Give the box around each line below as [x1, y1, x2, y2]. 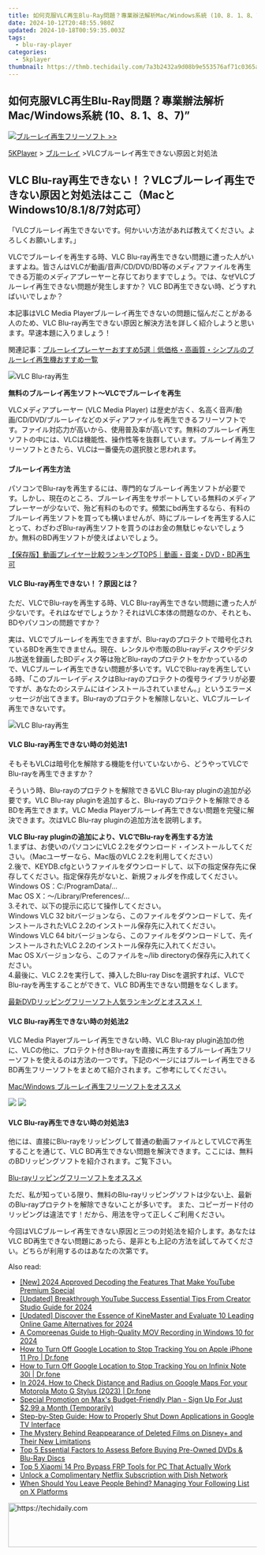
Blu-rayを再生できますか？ [8, 768, 95, 778]
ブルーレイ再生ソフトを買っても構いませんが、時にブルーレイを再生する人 [8, 513, 249, 522]
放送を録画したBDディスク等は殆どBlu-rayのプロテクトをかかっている [14, 654, 241, 663]
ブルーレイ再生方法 [8, 464, 71, 474]
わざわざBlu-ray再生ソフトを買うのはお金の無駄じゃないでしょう [35, 523, 245, 532]
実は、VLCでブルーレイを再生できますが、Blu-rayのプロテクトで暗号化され [8, 634, 252, 644]
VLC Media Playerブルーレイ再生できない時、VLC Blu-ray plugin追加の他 [8, 1035, 244, 1045]
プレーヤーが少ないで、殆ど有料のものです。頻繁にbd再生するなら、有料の [8, 503, 251, 513]
